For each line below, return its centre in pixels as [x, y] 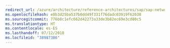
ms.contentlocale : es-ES [31, 28]
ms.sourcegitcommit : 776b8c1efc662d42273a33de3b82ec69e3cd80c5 [73, 19]
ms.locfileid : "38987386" [32, 38]
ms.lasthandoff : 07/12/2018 [35, 33]
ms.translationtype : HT [30, 24]
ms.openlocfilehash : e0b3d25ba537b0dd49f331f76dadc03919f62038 [73, 14]
